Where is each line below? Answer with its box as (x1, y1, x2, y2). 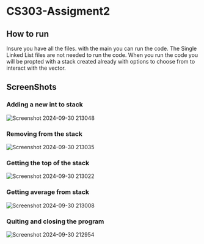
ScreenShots (6, 82, 57, 92)
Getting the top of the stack (6, 158, 90, 167)
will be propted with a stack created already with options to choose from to (6, 58, 195, 65)
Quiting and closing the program (6, 217, 104, 226)
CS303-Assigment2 (6, 4, 111, 18)
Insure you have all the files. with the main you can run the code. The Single (6, 45, 197, 52)
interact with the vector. (6, 64, 66, 72)
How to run (6, 29, 49, 39)
